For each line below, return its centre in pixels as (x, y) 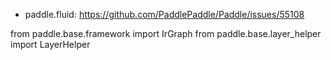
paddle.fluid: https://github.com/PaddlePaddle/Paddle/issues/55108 (164, 14)
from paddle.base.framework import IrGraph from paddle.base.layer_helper (166, 33)
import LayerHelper (50, 44)
